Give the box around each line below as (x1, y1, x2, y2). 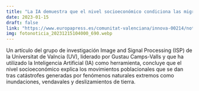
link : (6, 25, 20, 31)
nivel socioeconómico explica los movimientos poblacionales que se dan (6, 66, 184, 73)
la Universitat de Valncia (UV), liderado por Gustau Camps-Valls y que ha (6, 53, 184, 60)
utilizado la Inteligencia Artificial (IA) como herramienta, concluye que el (6, 60, 182, 67)
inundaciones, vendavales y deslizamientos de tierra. (6, 78, 136, 86)
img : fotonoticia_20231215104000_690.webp (6, 31, 113, 37)
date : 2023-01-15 (6, 14, 49, 20)
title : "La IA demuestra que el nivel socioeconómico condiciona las (6, 8, 182, 15)
